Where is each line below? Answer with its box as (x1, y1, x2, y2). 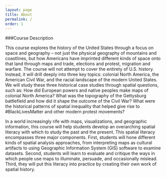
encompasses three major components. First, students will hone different (5, 134, 156, 140)
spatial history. (5, 166, 35, 172)
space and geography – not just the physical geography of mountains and (5, 50, 157, 56)
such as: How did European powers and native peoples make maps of (5, 87, 149, 93)
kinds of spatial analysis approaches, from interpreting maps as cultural (5, 140, 153, 146)
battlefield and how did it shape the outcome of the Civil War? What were (5, 98, 156, 104)
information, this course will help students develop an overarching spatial (5, 124, 156, 130)
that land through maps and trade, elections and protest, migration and (5, 61, 151, 67)
